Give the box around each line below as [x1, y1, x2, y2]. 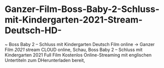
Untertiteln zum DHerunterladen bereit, [5, 57, 85, 63]
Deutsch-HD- [5, 25, 62, 36]
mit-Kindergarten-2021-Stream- [5, 14, 143, 25]
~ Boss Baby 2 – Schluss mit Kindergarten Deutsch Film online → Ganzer [5, 41, 155, 47]
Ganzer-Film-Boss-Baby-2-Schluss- [5, 3, 160, 15]
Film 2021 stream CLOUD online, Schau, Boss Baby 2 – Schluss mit [5, 46, 142, 52]
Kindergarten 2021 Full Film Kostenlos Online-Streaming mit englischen [5, 51, 151, 58]
